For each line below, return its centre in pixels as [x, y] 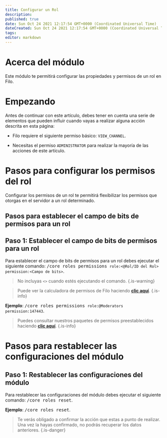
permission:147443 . [25, 311]
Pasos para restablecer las [61, 346]
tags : [11, 33]
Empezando [30, 102]
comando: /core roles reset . [39, 400]
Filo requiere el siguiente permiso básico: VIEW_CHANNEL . [69, 136]
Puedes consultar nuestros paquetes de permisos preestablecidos [85, 320]
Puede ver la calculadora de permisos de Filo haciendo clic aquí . [84, 290]
